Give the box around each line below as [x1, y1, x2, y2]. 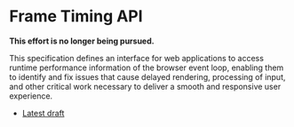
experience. [9, 91, 53, 101]
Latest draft [21, 107, 65, 118]
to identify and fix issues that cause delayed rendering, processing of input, [9, 71, 286, 82]
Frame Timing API [9, 6, 144, 27]
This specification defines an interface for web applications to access [9, 52, 265, 63]
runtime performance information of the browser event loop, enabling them [9, 62, 284, 73]
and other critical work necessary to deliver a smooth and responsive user [9, 81, 282, 91]
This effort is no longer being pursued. [9, 36, 155, 46]
